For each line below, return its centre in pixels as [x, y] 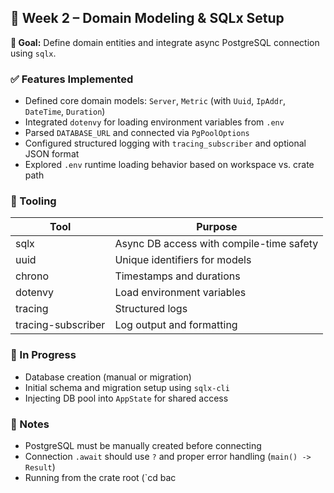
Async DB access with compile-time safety [216, 244]
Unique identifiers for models [183, 260]
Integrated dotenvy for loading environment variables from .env [154, 122]
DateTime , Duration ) [65, 112]
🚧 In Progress [43, 355]
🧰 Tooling [33, 201]
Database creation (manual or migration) [108, 377]
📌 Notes [30, 424]
